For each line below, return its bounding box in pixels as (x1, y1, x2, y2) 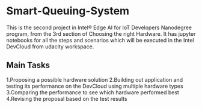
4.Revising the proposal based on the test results (6, 95, 127, 102)
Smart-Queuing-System (6, 4, 130, 18)
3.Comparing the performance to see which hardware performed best (6, 88, 179, 96)
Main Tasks (6, 60, 50, 70)
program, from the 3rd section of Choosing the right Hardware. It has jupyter (6, 30, 196, 37)
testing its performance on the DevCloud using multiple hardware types (6, 82, 183, 90)
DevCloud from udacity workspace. (6, 43, 94, 50)
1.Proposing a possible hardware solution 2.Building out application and (6, 76, 183, 83)
